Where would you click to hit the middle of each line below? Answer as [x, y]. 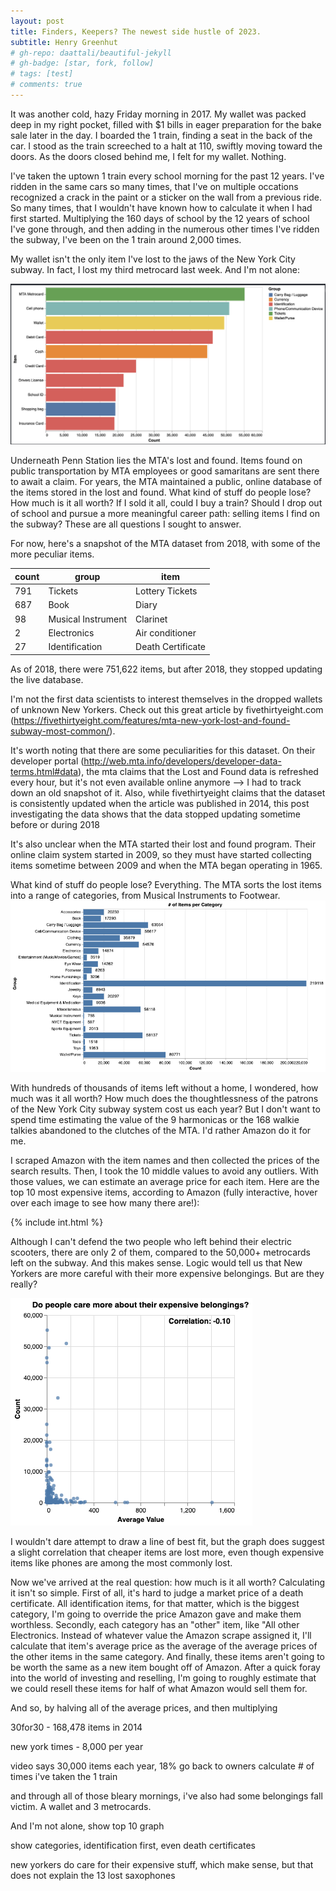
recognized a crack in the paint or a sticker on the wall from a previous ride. [166, 197]
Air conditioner [166, 632]
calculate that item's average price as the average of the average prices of [164, 1646]
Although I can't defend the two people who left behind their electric [151, 1241]
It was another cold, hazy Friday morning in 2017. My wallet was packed [158, 114]
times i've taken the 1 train [64, 1776]
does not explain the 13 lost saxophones [93, 1875]
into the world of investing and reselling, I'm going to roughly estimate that [163, 1677]
